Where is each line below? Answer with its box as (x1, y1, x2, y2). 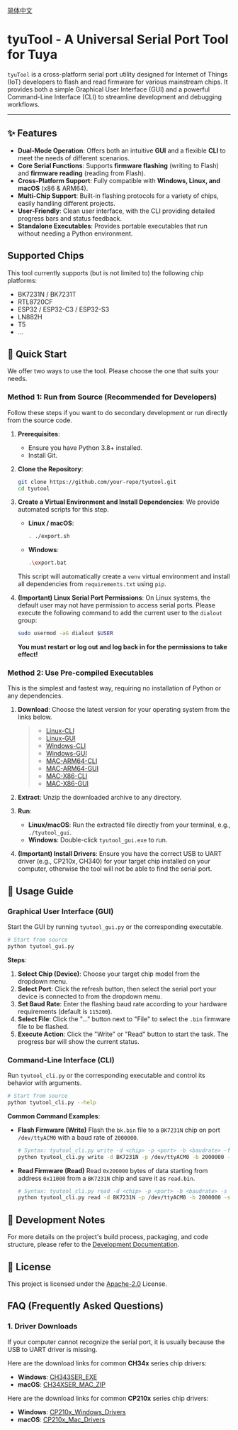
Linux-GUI (45, 734, 76, 743)
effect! (17, 650, 38, 659)
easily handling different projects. (17, 199, 115, 207)
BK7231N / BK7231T (17, 290, 76, 298)
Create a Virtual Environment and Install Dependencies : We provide (17, 497, 220, 506)
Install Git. (28, 451, 58, 459)
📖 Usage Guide (7, 885, 74, 897)
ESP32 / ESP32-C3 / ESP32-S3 (17, 304, 110, 314)
